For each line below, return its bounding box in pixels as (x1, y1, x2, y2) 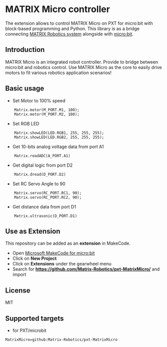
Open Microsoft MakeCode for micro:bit (12, 250, 95, 256)
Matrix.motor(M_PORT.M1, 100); (14, 107, 80, 112)
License (5, 286, 31, 295)
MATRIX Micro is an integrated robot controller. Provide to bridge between (5, 59, 158, 65)
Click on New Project (12, 255, 57, 261)
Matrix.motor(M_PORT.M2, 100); (14, 112, 80, 117)
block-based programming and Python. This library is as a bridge (5, 25, 140, 31)
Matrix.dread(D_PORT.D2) (14, 172, 66, 177)
